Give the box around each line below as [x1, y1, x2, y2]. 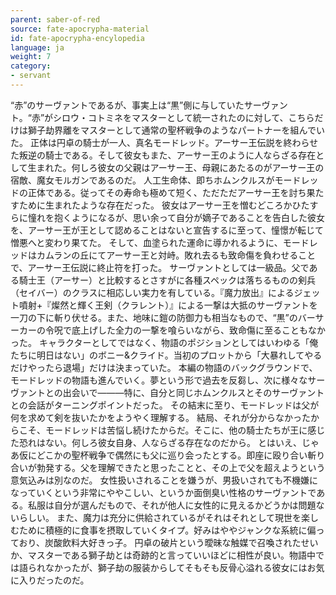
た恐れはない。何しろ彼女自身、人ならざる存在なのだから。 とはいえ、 [10, 436, 302, 448]
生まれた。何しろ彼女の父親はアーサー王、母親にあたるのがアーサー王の [27, 161, 325, 173]
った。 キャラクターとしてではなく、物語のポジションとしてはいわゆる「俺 [10, 336, 319, 348]
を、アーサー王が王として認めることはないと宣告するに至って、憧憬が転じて [10, 224, 325, 236]
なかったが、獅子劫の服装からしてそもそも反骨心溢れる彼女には [44, 561, 308, 573]
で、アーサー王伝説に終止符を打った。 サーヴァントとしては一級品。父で [10, 261, 310, 273]
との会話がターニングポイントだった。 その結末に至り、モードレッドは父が [10, 399, 320, 411]
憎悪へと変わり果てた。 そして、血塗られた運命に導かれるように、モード [10, 236, 310, 248]
